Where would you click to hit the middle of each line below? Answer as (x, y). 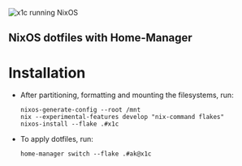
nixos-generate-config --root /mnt (80, 110)
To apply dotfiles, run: (56, 139)
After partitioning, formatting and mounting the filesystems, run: (127, 95)
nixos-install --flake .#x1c (69, 124)
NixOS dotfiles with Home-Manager (100, 38)
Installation (47, 72)
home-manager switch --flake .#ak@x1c (86, 154)
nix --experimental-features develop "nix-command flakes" (122, 117)
